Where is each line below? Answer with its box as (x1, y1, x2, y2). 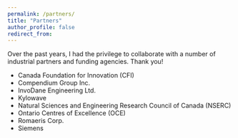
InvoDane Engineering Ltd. (17, 86, 96, 95)
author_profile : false (7, 23, 75, 31)
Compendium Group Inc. (17, 79, 91, 87)
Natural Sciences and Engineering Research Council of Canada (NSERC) (17, 101, 232, 110)
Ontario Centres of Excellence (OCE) (17, 109, 127, 117)
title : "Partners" (7, 17, 62, 24)
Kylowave (17, 94, 46, 102)
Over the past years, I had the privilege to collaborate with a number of (7, 50, 216, 58)
